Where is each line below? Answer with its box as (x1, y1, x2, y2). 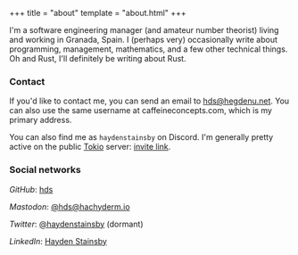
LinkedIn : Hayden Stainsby (9, 235, 107, 246)
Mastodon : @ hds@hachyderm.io (9, 201, 131, 212)
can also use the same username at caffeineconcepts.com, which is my (9, 105, 272, 116)
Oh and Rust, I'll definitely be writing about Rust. (9, 53, 186, 63)
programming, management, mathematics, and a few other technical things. (9, 44, 288, 54)
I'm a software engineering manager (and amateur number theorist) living (9, 25, 279, 35)
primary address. (9, 115, 72, 126)
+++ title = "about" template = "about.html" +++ (9, 8, 187, 18)
